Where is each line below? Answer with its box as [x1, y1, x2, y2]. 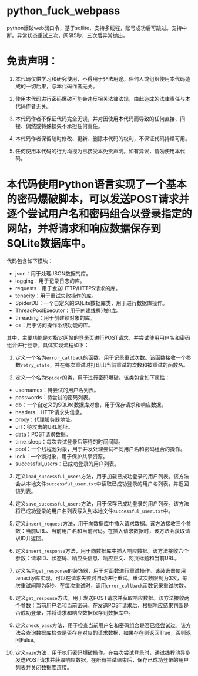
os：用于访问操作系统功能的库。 [15, 321, 93, 329]
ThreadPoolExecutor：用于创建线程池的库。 [15, 307, 122, 314]
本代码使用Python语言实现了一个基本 [6, 178, 187, 191]
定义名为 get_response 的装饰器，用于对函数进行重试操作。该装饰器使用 [15, 567, 186, 574]
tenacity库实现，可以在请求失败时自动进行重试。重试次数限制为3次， [15, 574, 183, 582]
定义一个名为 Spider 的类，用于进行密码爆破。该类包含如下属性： [15, 373, 170, 381]
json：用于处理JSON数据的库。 [15, 270, 92, 277]
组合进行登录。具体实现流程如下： [6, 341, 89, 349]
